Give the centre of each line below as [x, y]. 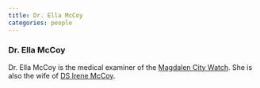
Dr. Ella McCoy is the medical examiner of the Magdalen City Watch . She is [130, 67]
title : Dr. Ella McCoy [46, 15]
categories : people [40, 23]
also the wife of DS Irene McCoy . [62, 75]
